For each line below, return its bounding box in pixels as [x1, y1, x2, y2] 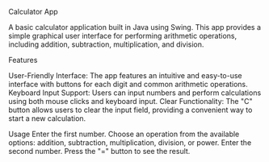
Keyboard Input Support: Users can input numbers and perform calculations [8, 88, 262, 98]
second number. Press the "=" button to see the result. [8, 147, 191, 156]
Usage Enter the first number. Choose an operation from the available [8, 129, 240, 139]
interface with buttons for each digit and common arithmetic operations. [8, 80, 248, 89]
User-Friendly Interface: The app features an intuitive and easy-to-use [8, 71, 242, 80]
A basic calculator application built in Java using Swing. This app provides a [8, 23, 261, 31]
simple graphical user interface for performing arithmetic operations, [8, 31, 237, 40]
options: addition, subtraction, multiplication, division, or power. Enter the [8, 138, 252, 147]
